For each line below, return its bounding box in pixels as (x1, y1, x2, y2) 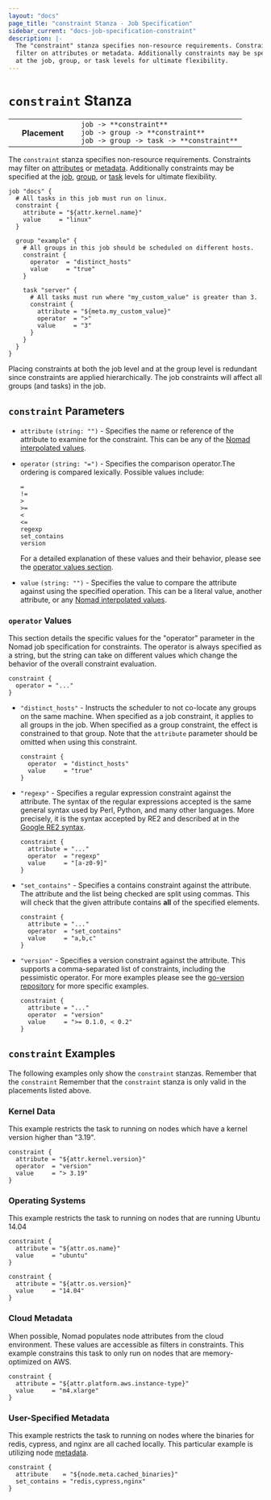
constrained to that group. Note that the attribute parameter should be (19, 728, 258, 738)
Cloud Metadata (8, 1313, 73, 1324)
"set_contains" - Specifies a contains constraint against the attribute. (19, 880, 252, 890)
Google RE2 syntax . (19, 822, 86, 832)
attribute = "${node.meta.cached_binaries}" (15, 1470, 179, 1478)
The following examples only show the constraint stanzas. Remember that (8, 1068, 256, 1078)
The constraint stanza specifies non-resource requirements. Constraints (8, 154, 252, 164)
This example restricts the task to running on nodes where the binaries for (8, 1430, 255, 1440)
